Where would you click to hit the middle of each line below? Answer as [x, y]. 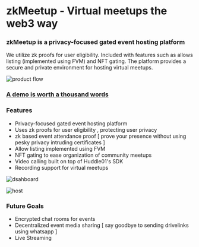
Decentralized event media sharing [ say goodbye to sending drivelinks [102, 225]
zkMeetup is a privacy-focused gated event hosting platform [96, 42]
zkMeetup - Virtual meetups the [87, 11]
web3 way [32, 23]
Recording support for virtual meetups [61, 167]
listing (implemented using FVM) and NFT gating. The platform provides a [96, 61]
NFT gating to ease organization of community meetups [83, 155]
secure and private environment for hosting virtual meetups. [80, 68]
